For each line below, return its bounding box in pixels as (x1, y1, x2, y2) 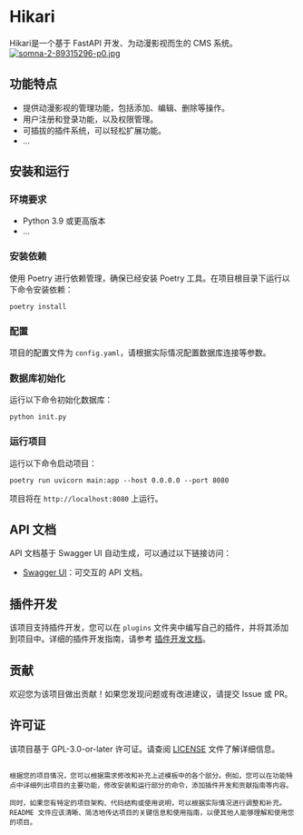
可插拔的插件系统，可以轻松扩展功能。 (22, 124, 166, 135)
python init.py (9, 413, 67, 422)
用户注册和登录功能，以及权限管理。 (22, 114, 159, 124)
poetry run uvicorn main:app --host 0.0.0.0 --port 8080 (9, 475, 230, 485)
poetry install (9, 302, 67, 311)
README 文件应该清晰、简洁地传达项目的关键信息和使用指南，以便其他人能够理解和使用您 (9, 808, 295, 817)
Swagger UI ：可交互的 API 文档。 (22, 567, 148, 578)
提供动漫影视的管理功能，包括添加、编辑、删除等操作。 (22, 102, 230, 113)
